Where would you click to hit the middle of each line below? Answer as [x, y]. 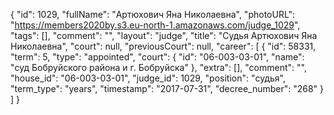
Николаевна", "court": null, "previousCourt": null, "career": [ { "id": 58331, [163, 46]
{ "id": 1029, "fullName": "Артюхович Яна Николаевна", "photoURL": [153, 14]
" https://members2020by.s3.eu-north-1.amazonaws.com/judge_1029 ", [155, 25]
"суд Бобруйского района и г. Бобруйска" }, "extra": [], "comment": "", [158, 67]
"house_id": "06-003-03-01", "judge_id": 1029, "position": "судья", [148, 78]
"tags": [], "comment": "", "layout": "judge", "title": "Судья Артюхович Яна [164, 35]
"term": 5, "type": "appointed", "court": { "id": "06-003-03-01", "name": [157, 57]
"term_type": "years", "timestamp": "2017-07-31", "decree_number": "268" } [167, 88]
